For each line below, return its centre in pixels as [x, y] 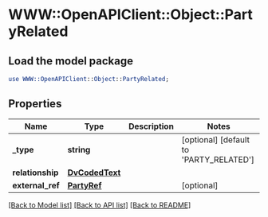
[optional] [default [215, 139]
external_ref [36, 185]
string [79, 149]
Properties [35, 104]
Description [151, 126]
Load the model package [71, 61]
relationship [35, 172]
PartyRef [85, 185]
